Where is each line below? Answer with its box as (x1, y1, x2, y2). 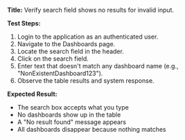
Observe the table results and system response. (17, 77, 155, 85)
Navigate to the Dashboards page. (17, 40, 116, 48)
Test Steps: (7, 19, 41, 27)
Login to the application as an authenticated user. (17, 32, 159, 41)
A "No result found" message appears (17, 118, 127, 126)
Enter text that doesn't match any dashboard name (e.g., (17, 62, 179, 70)
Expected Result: (7, 90, 58, 98)
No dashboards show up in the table (17, 110, 121, 119)
